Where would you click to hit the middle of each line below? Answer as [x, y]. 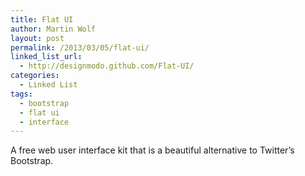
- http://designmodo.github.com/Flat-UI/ [107, 66]
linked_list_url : [46, 57]
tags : [21, 94]
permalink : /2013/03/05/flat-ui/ [80, 47]
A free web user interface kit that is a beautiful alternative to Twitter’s [152, 150]
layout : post [37, 38]
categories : [35, 76]
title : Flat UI [42, 19]
